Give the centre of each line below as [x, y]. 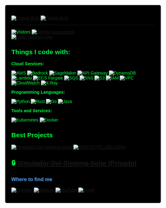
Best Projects [32, 135]
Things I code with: [41, 52]
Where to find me [32, 179]
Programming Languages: [38, 92]
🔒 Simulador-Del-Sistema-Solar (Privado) [74, 163]
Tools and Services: [32, 110]
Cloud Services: [28, 63]
